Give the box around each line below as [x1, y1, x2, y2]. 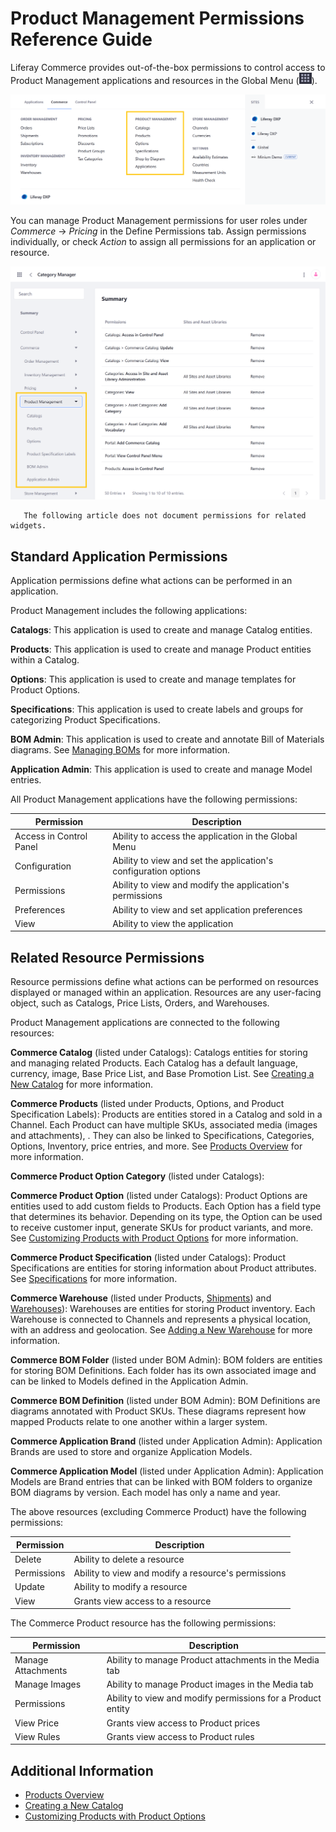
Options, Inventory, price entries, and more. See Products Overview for [10, 1140, 303, 1152]
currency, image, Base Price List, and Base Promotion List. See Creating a [10, 1068, 315, 1080]
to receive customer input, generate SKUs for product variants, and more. [10, 1222, 314, 1234]
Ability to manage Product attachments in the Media [106, 1653, 320, 1666]
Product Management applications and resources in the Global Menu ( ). [10, 74, 318, 86]
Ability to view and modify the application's [112, 879, 290, 891]
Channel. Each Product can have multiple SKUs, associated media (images [10, 1119, 318, 1131]
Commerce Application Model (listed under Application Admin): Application [10, 1465, 324, 1477]
